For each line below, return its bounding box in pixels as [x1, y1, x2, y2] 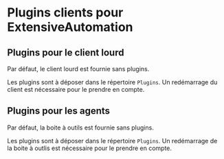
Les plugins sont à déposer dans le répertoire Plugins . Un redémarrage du [7, 78, 218, 86]
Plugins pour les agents [7, 105, 111, 117]
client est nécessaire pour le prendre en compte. [7, 86, 145, 93]
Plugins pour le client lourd [7, 47, 124, 58]
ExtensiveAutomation [7, 19, 133, 35]
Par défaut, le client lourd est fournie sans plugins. [7, 65, 150, 73]
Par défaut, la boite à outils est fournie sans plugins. [7, 123, 155, 132]
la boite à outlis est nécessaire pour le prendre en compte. [7, 144, 172, 152]
